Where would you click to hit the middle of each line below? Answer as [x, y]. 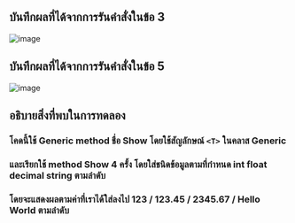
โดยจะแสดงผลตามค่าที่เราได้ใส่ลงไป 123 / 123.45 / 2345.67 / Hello [135, 199]
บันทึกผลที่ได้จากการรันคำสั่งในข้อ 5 [87, 67]
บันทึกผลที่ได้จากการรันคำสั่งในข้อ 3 [87, 17]
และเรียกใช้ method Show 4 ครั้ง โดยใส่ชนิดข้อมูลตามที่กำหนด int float [138, 164]
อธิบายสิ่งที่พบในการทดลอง [67, 115]
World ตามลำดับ [39, 210]
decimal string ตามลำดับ [58, 175]
